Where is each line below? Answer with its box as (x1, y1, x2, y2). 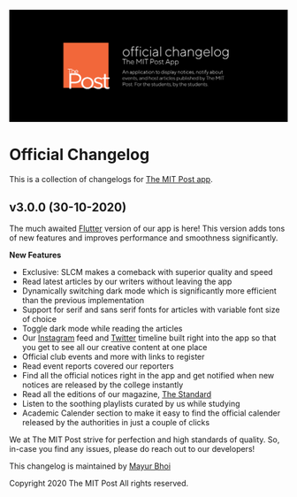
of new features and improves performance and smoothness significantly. (9, 233, 278, 243)
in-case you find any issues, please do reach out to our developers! (9, 444, 255, 455)
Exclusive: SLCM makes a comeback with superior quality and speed (21, 267, 273, 278)
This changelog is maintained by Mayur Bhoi (9, 461, 171, 471)
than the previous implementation (21, 295, 145, 306)
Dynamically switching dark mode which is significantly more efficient (21, 286, 277, 296)
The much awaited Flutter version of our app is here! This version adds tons (9, 223, 286, 234)
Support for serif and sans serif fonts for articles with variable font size (21, 304, 280, 315)
